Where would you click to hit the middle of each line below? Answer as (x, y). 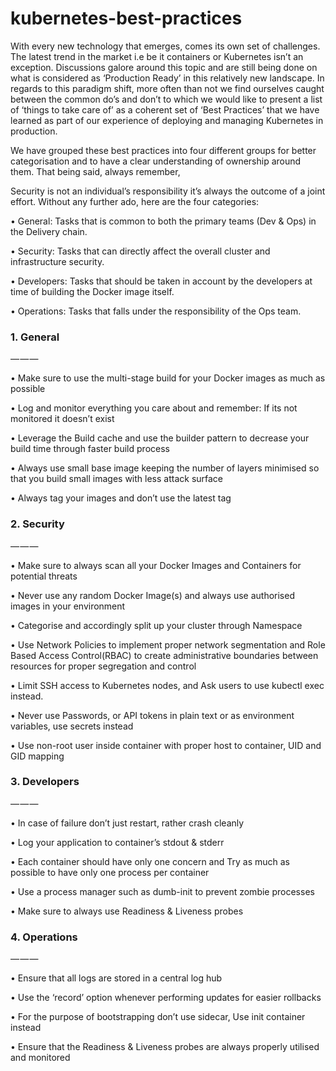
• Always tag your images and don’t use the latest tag (121, 498)
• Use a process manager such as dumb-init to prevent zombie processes (162, 891)
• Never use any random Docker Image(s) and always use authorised (152, 595)
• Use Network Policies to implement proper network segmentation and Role (168, 644)
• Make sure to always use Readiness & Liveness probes (127, 911)
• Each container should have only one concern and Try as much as (150, 861)
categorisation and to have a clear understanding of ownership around (156, 161)
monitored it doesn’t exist (62, 419)
